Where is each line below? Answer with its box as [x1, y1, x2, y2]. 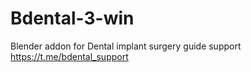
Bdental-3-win [10, 7, 135, 30]
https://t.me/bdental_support [10, 50, 129, 62]
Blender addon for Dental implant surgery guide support [10, 40, 242, 52]
